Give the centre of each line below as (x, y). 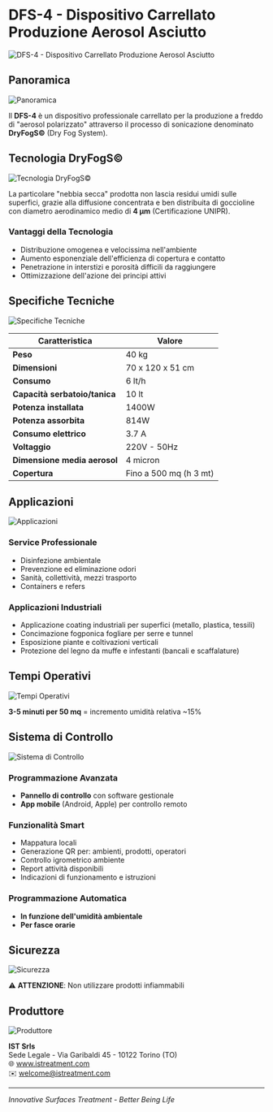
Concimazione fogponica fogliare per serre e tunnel (106, 634)
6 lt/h (136, 381)
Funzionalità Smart (47, 824)
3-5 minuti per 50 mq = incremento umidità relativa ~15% (105, 712)
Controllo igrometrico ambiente (72, 860)
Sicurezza (35, 950)
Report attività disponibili (62, 869)
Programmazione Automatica (68, 898)
